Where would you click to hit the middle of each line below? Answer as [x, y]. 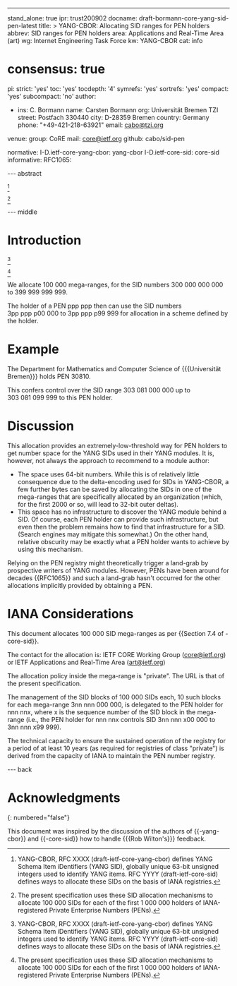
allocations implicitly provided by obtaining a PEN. [80, 585]
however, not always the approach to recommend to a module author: [109, 460]
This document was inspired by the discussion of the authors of [100, 831]
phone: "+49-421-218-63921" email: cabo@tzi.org [90, 125]
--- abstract [25, 173]
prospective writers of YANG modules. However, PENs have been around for [118, 570]
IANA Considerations [71, 614]
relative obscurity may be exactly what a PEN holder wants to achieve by [123, 541]
